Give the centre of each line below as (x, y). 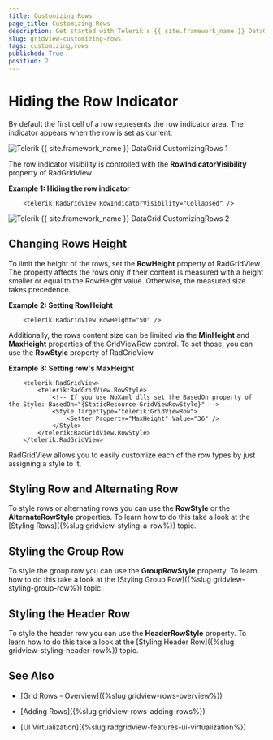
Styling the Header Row (69, 614)
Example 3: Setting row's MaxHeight (71, 368)
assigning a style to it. (45, 463)
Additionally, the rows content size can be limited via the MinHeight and (129, 335)
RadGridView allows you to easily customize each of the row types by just (132, 455)
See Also (31, 676)
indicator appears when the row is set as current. (91, 132)
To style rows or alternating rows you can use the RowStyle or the (119, 508)
